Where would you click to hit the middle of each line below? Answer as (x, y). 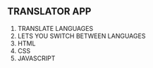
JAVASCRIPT (36, 58)
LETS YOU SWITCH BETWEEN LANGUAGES (81, 36)
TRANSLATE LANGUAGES (55, 28)
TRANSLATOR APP (49, 12)
